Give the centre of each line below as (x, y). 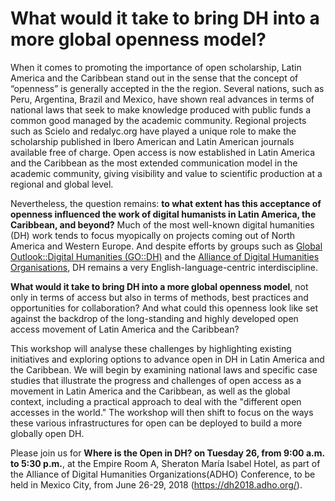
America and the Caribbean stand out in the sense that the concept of (154, 78)
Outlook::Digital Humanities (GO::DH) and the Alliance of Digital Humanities (165, 256)
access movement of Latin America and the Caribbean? (125, 329)
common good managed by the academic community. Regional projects (158, 120)
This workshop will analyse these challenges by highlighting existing (151, 348)
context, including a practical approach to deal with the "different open (156, 401)
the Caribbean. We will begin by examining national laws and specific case (164, 369)
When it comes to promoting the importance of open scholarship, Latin (156, 67)
